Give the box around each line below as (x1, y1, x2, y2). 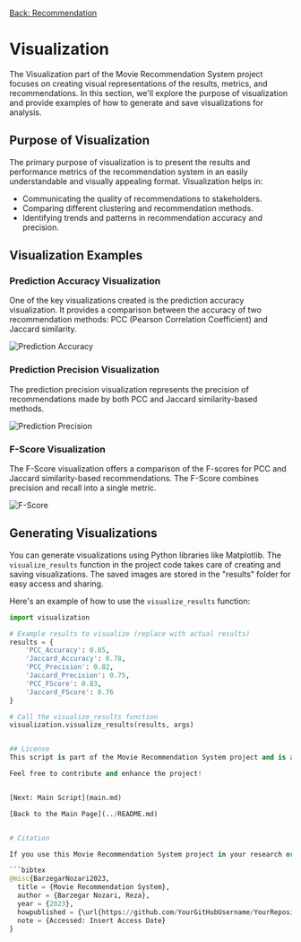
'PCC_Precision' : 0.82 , (25, 663, 115, 672)
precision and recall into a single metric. (9, 482, 157, 493)
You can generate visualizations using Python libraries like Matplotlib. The (9, 550, 282, 560)
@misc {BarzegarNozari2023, (9, 875, 110, 884)
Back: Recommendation (9, 8, 98, 18)
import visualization (9, 612, 90, 622)
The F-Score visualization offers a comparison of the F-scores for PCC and (9, 463, 287, 474)
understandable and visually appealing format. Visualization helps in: (9, 175, 263, 187)
